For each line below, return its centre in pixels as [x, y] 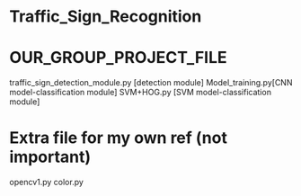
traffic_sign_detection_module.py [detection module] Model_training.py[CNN [151, 83]
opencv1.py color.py [46, 183]
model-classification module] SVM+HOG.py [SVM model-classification [141, 93]
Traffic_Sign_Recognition [106, 17]
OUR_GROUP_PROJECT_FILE [118, 58]
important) [50, 157]
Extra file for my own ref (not [118, 138]
